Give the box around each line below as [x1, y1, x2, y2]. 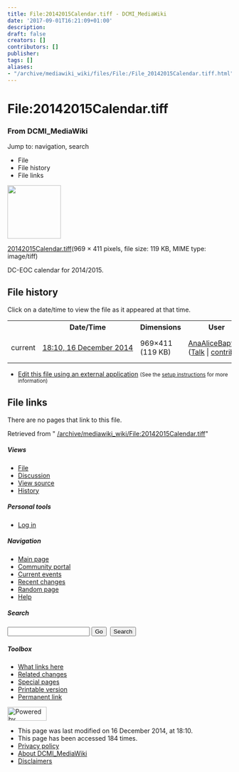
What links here [17, 662, 64, 671]
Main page [17, 554, 50, 563]
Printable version [17, 685, 68, 694]
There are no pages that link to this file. [7, 416, 122, 424]
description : [7, 23, 46, 31]
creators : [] [7, 37, 46, 44]
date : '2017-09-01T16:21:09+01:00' [7, 17, 113, 24]
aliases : [7, 63, 33, 70]
